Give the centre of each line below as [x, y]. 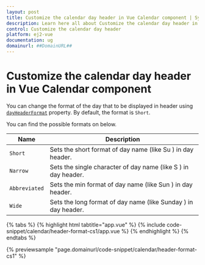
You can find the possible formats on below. [62, 124]
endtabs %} [21, 238]
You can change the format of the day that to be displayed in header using [100, 106]
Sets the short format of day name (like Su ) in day [122, 149]
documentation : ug [30, 40]
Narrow [19, 171]
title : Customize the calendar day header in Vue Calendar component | [99, 18]
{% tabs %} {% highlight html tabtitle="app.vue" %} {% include [86, 224]
